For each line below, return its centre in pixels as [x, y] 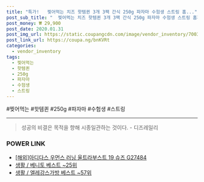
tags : [13, 57]
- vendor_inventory [36, 52]
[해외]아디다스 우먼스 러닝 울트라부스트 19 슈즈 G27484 [81, 158]
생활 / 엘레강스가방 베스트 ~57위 [53, 173]
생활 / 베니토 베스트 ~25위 [46, 165]
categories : [21, 46]
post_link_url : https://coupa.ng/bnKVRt [58, 40]
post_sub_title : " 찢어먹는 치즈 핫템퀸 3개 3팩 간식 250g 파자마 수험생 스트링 [98, 18]
